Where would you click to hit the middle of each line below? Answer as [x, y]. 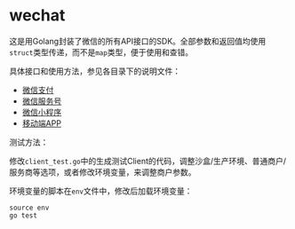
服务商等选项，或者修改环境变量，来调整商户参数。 [103, 172]
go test [24, 215]
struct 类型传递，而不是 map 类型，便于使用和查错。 [101, 52]
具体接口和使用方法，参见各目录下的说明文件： [95, 71]
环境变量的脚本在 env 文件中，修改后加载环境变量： [101, 191]
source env [29, 208]
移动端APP [42, 123]
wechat [37, 16]
